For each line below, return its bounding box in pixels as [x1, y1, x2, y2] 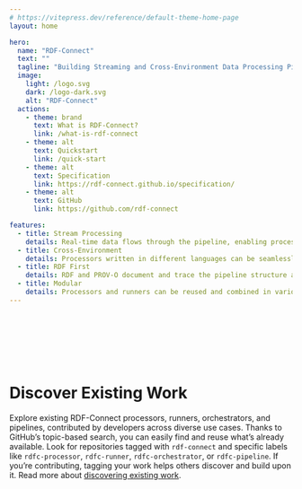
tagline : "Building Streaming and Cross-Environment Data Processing [17, 63, 283, 72]
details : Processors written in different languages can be [25, 254, 255, 263]
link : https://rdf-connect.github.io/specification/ [32, 179, 235, 188]
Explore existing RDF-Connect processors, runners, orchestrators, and [9, 412, 271, 423]
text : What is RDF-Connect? [32, 121, 139, 130]
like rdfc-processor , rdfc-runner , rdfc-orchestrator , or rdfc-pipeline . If [9, 450, 279, 461]
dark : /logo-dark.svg [25, 87, 106, 97]
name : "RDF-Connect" [17, 46, 94, 55]
